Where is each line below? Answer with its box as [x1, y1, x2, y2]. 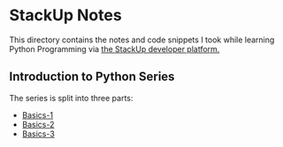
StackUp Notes [9, 5, 122, 26]
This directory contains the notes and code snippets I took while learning [9, 34, 275, 45]
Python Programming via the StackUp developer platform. [9, 43, 220, 54]
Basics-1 [21, 109, 54, 120]
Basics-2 [21, 119, 55, 129]
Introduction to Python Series [9, 70, 175, 85]
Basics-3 [21, 129, 55, 139]
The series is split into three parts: [9, 92, 134, 103]
